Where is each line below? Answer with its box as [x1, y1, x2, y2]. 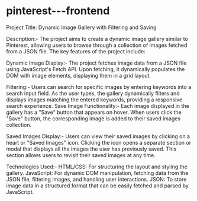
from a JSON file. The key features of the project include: [6, 47, 146, 55]
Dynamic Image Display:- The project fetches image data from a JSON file [6, 59, 187, 66]
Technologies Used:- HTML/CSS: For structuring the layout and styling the [6, 163, 188, 170]
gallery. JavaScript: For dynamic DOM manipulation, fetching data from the [6, 169, 189, 176]
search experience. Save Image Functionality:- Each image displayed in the [6, 102, 189, 109]
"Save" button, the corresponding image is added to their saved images [6, 114, 181, 122]
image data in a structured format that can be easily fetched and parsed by [6, 182, 189, 189]
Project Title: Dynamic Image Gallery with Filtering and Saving [6, 24, 157, 31]
